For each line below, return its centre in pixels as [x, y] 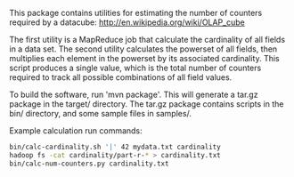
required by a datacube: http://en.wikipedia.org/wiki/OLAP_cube [127, 22]
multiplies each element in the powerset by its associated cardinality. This [144, 58]
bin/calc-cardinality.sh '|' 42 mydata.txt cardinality [115, 147]
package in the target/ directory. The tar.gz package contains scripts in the [147, 104]
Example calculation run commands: [76, 131]
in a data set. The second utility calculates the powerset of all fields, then [143, 49]
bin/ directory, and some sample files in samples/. [100, 113]
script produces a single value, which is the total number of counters [135, 68]
